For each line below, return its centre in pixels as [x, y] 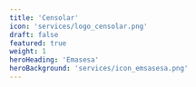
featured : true [38, 43]
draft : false [34, 34]
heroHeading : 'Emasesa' [54, 60]
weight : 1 [28, 52]
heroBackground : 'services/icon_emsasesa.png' [99, 69]
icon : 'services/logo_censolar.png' [78, 26]
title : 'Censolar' [44, 18]
